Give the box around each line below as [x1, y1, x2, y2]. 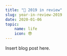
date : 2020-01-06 [5, 17, 42, 22]
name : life [14, 26, 38, 32]
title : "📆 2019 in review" [5, 7, 62, 13]
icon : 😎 [14, 31, 32, 36]
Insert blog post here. [5, 45, 51, 51]
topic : [5, 21, 19, 27]
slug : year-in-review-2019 [5, 12, 62, 17]
